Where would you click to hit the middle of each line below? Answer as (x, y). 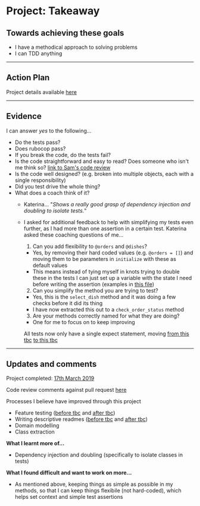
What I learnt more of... (35, 444)
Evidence (24, 116)
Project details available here (42, 92)
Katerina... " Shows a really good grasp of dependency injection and (107, 204)
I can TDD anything (38, 54)
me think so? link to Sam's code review (62, 167)
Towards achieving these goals (65, 33)
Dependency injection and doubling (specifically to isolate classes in (99, 455)
